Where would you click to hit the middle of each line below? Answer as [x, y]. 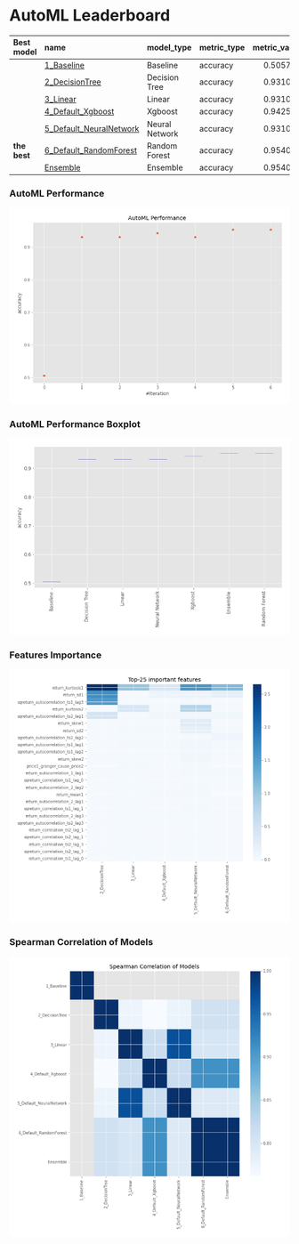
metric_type [222, 47]
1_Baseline [65, 65]
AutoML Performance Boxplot [75, 424]
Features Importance [56, 655]
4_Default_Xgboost [79, 111]
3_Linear [61, 100]
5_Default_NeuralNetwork [92, 129]
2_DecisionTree [73, 82]
